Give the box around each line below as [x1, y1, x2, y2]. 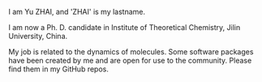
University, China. [8, 32, 68, 41]
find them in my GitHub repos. [8, 64, 110, 74]
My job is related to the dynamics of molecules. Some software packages [8, 47, 254, 56]
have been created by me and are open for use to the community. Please [8, 56, 252, 65]
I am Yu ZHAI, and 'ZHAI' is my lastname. [8, 7, 146, 16]
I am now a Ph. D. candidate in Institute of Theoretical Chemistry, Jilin [8, 23, 241, 32]
